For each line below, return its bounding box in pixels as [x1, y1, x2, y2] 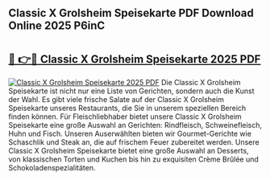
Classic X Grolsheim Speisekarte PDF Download [8, 6, 254, 20]
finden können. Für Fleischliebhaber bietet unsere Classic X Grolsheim [8, 112, 242, 121]
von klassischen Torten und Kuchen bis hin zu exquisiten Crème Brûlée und [8, 154, 260, 164]
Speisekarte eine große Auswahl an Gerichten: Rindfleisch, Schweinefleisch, [8, 121, 263, 129]
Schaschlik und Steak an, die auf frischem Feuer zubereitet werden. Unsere [8, 137, 260, 147]
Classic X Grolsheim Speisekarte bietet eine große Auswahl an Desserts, [8, 146, 249, 155]
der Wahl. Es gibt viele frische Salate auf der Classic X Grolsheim [8, 95, 224, 104]
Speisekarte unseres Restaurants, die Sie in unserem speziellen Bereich [8, 104, 247, 112]
